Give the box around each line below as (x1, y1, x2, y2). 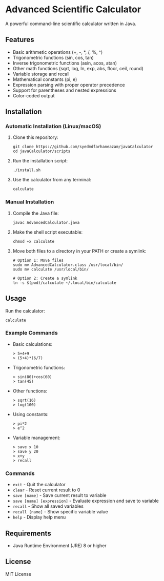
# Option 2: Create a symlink (12, 276, 78, 281)
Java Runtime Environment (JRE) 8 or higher (12, 542, 107, 549)
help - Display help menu (12, 514, 66, 521)
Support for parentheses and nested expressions (12, 87, 116, 93)
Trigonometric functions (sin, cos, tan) (12, 54, 94, 60)
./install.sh (12, 168, 41, 173)
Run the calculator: (5, 307, 45, 314)
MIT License (5, 571, 32, 577)
